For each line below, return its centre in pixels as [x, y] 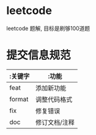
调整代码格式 [54, 100]
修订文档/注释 [55, 122]
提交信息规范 [39, 55]
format [19, 99]
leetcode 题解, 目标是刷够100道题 [48, 28]
